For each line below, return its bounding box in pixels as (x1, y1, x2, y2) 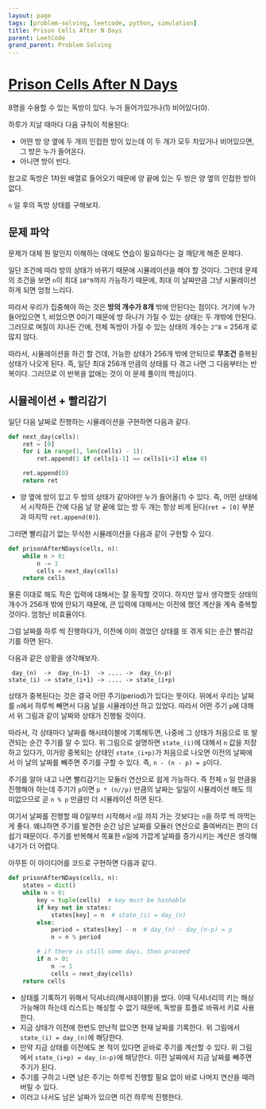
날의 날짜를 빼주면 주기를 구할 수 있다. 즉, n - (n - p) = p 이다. (25, 757, 222, 768)
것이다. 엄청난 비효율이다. (8, 609, 87, 619)
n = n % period (50, 933, 102, 941)
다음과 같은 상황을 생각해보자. (8, 653, 100, 663)
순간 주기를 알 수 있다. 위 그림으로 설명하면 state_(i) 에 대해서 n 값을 (29, 737, 242, 748)
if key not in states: (37, 904, 112, 912)
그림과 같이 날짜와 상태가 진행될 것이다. (25, 711, 146, 721)
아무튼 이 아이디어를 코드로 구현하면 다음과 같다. (8, 858, 157, 868)
